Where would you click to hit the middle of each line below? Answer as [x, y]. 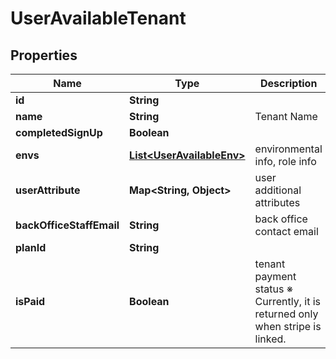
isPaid [30, 301]
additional [278, 190]
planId [31, 247]
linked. [270, 339]
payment [275, 276]
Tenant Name [286, 116]
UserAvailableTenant [98, 18]
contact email [286, 231]
